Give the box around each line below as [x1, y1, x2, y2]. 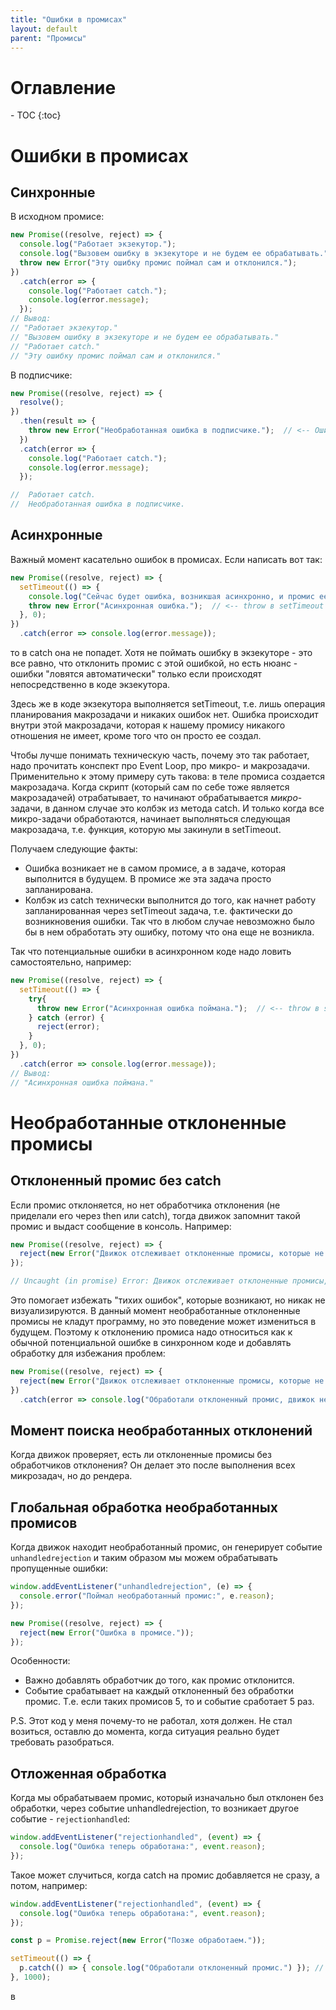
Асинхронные [10, 527, 103, 544]
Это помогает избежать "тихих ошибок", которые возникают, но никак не [10, 1294, 326, 1306]
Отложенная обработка [10, 1765, 167, 1782]
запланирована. [24, 884, 94, 895]
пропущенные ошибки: [10, 1562, 109, 1575]
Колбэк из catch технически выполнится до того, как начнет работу [24, 894, 316, 906]
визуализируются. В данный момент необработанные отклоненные [10, 1305, 301, 1316]
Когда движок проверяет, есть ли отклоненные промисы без [10, 1449, 272, 1461]
